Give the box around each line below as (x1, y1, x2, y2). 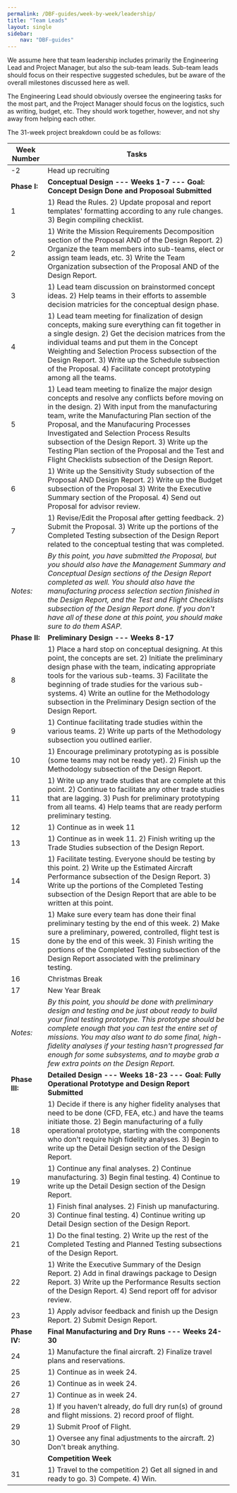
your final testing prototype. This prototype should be (47, 1015, 225, 1025)
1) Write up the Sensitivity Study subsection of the (47, 466, 215, 476)
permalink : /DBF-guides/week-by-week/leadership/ (7, 10, 157, 18)
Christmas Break (47, 974, 103, 984)
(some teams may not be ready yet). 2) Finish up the (47, 755, 221, 765)
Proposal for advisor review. (47, 501, 141, 511)
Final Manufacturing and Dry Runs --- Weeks (47, 1327, 207, 1336)
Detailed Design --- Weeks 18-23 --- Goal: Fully (47, 1070, 221, 1080)
